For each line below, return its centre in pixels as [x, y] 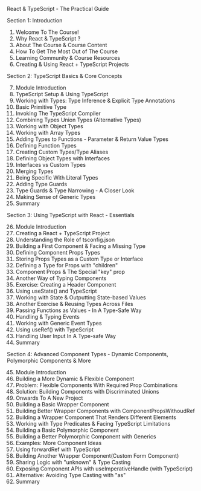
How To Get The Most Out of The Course [67, 51]
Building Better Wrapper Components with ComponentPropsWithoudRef [105, 411]
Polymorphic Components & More [49, 360]
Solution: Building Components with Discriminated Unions [87, 392]
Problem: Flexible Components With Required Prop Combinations [97, 385]
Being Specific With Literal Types [57, 177]
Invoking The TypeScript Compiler [58, 113]
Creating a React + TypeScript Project [63, 233]
